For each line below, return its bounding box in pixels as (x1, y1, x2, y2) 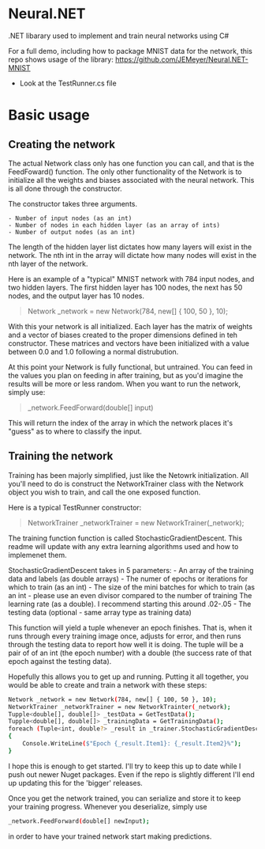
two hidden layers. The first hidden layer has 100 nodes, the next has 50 (8, 282, 243, 292)
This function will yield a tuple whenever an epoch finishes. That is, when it (8, 623, 252, 632)
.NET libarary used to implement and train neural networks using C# (8, 31, 230, 40)
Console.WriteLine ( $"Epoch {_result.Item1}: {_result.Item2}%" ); (22, 740, 242, 748)
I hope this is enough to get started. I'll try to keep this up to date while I (8, 761, 241, 771)
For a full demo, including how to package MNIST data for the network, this (8, 46, 252, 55)
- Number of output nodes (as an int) (8, 228, 136, 236)
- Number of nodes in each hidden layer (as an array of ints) (8, 221, 221, 229)
